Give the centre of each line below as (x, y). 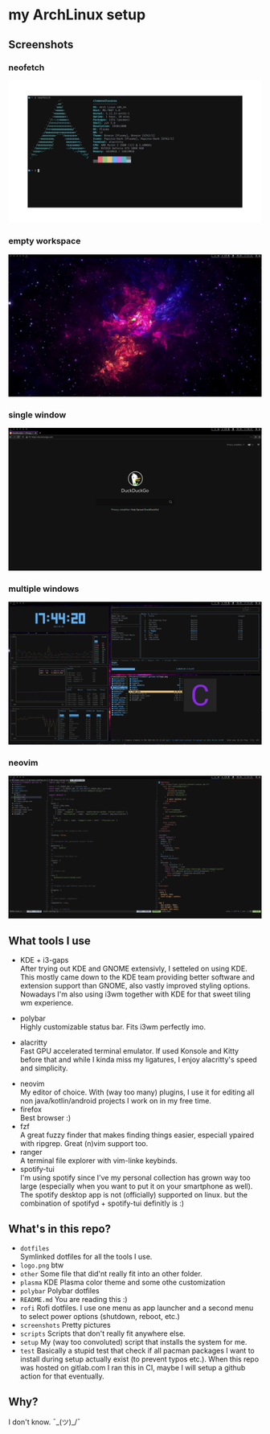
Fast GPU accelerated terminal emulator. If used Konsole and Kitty (129, 1051)
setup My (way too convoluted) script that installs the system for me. (133, 1342)
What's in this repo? (59, 1229)
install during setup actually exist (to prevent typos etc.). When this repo (139, 1359)
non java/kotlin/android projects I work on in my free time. (115, 1101)
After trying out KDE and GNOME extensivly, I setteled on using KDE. (133, 969)
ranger (31, 1153)
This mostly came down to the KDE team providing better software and (137, 977)
